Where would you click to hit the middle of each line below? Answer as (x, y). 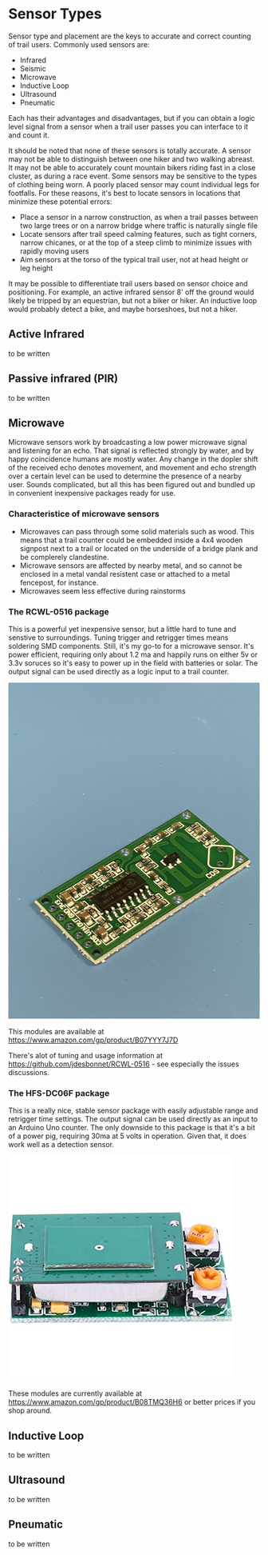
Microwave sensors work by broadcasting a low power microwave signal (128, 442)
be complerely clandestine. (64, 557)
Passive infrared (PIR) (63, 379)
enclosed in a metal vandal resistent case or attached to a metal (125, 574)
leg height (36, 268)
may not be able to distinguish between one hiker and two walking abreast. (132, 159)
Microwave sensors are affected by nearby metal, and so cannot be (131, 566)
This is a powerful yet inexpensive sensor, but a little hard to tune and (122, 629)
